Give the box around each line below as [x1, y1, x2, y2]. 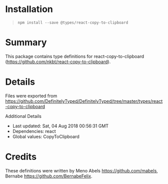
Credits [5, 151, 37, 162]
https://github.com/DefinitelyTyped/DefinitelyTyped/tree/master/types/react [5, 98, 163, 104]
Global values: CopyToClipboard [12, 133, 79, 139]
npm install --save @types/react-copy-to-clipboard [17, 20, 128, 25]
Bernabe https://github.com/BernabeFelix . [5, 173, 93, 179]
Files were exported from [5, 93, 57, 99]
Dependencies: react [12, 128, 56, 134]
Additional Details [5, 113, 42, 119]
